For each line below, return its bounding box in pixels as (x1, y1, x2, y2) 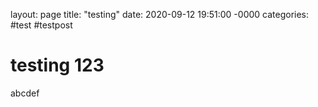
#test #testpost (10, 19, 73, 31)
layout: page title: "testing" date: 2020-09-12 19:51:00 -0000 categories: (10, 9, 310, 20)
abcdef (10, 87, 40, 99)
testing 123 (10, 54, 105, 77)
